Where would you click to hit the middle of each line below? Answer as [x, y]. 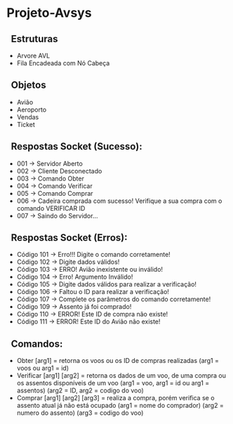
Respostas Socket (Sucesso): [76, 146]
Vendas [28, 117]
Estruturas [34, 39]
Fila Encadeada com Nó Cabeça [63, 63]
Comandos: [37, 344]
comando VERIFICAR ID [51, 208]
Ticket [26, 124]
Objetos [28, 85]
